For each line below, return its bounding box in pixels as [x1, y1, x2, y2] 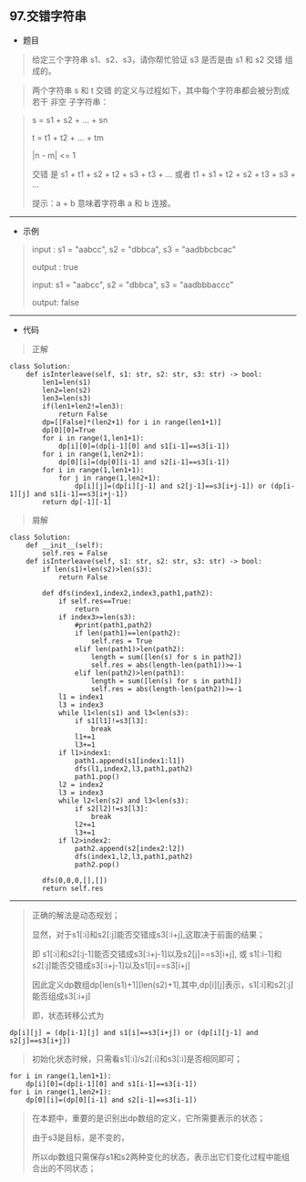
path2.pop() [74, 860, 120, 869]
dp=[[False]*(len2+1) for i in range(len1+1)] [42, 418, 222, 427]
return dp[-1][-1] [42, 497, 112, 506]
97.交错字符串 [9, 8, 87, 25]
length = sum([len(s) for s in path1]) [90, 676, 243, 686]
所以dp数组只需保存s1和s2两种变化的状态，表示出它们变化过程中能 [31, 1151, 282, 1162]
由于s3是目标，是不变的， [31, 1132, 129, 1143]
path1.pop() [74, 772, 120, 782]
